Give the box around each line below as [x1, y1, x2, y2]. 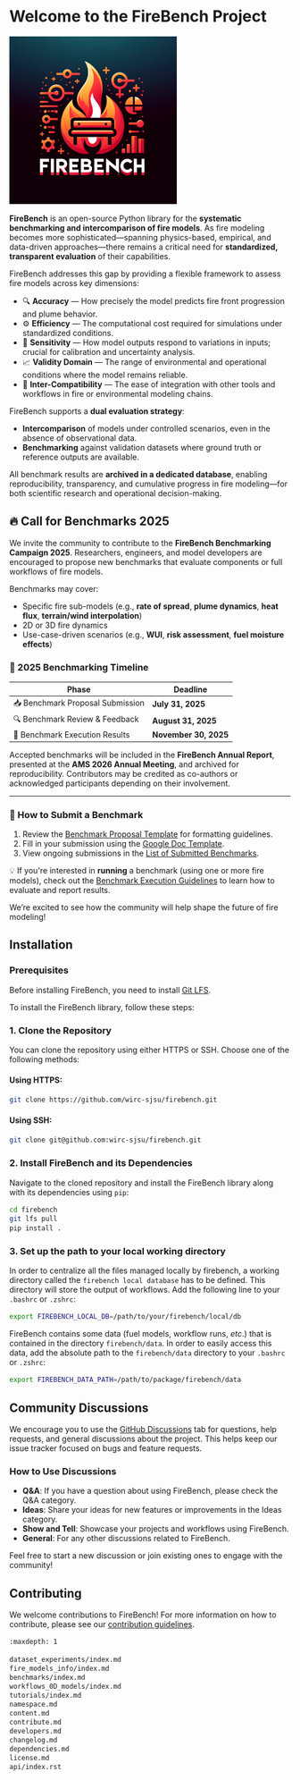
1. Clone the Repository [9, 1024, 112, 1036]
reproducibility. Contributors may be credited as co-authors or [9, 768, 238, 779]
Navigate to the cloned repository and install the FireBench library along [9, 1177, 274, 1188]
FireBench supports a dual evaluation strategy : [9, 405, 185, 417]
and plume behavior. [21, 308, 98, 319]
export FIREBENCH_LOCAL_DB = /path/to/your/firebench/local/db [9, 1312, 242, 1321]
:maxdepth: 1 [9, 1638, 58, 1647]
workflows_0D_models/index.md [9, 1683, 122, 1691]
